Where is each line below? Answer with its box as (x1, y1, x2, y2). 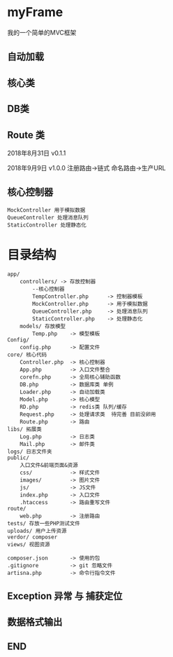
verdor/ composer (7, 534, 58, 541)
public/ (7, 454, 30, 461)
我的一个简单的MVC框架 (7, 28, 77, 36)
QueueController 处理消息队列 (7, 214, 89, 221)
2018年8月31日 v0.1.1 (7, 149, 66, 157)
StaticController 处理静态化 (7, 222, 87, 229)
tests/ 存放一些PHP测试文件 (7, 520, 80, 527)
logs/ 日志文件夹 (7, 448, 52, 455)
